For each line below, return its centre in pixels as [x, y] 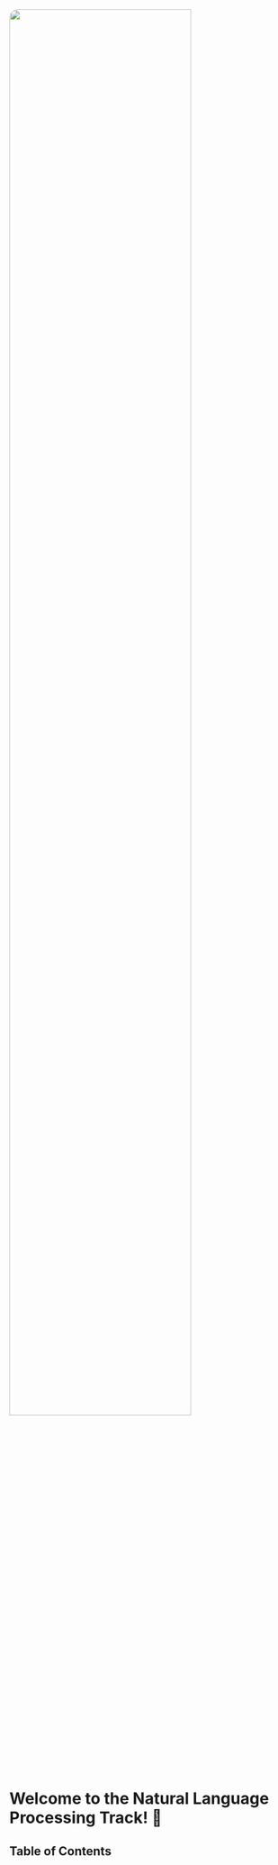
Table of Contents [61, 1851]
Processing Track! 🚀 [86, 1818]
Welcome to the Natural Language [139, 1799]
